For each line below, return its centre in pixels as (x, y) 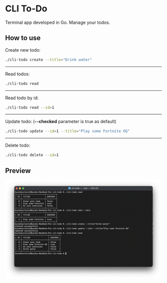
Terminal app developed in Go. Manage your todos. (58, 22)
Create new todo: (23, 50)
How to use (23, 38)
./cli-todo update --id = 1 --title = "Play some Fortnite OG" (68, 131)
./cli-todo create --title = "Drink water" (49, 60)
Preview (18, 171)
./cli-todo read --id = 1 (30, 107)
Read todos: (17, 74)
